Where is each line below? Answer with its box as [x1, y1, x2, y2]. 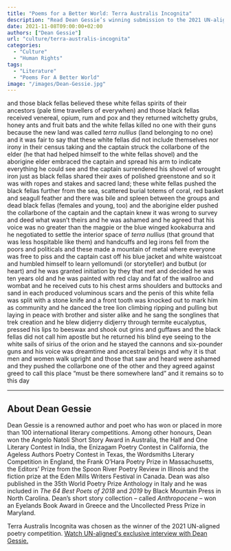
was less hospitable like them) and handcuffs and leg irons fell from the [7, 238, 210, 246]
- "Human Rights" [13, 55, 63, 62]
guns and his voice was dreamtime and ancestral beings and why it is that [7, 348, 217, 356]
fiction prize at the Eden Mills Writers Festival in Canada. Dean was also [7, 472, 210, 481]
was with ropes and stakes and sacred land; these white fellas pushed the [7, 179, 217, 188]
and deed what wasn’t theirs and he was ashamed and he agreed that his [7, 216, 214, 224]
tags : [7, 61, 23, 68]
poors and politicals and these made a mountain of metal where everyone [7, 245, 216, 254]
